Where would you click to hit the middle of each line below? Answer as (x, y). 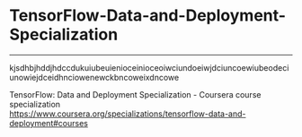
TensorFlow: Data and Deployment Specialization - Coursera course (135, 94)
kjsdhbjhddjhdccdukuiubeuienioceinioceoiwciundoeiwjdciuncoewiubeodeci (149, 67)
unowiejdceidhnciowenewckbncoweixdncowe (94, 77)
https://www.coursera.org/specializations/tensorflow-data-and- (128, 114)
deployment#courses (49, 123)
